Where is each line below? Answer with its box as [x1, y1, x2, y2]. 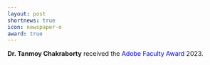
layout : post [7, 10, 46, 18]
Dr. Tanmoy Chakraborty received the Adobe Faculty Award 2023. [7, 49, 204, 58]
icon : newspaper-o [7, 23, 62, 30]
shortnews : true [7, 17, 56, 24]
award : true [7, 30, 43, 37]
